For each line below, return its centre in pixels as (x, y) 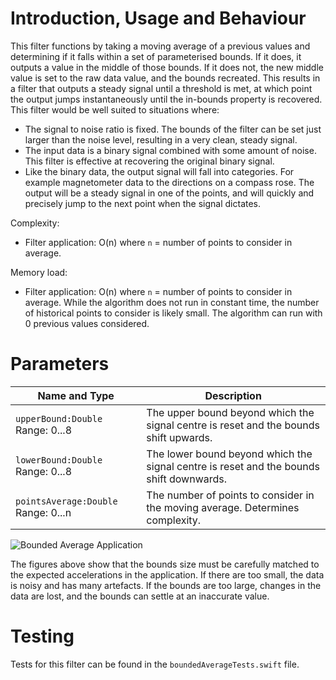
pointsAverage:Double (66, 501)
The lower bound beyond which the (229, 454)
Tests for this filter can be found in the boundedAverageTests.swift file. (155, 664)
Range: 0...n (43, 512)
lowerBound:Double (59, 460)
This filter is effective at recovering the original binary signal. (149, 161)
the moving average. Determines (223, 507)
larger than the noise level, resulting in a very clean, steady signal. (161, 139)
